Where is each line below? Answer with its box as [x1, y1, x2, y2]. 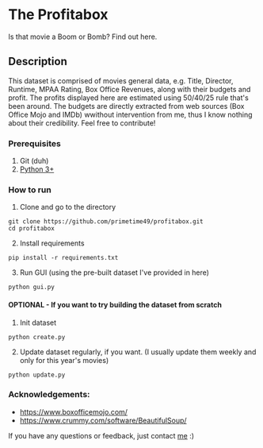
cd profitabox [8, 225, 55, 233]
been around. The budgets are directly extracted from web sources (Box [8, 101, 245, 110]
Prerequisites [8, 137, 61, 149]
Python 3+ [19, 164, 55, 174]
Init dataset [19, 318, 57, 327]
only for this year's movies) [19, 355, 109, 365]
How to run [8, 184, 51, 195]
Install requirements [19, 238, 85, 248]
